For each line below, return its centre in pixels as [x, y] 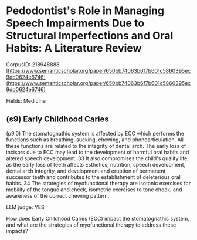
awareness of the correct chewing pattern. [58, 195]
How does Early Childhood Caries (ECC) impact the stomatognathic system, [98, 218]
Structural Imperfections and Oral [90, 36]
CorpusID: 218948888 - [35, 64]
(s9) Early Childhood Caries [58, 119]
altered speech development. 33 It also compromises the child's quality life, [97, 158]
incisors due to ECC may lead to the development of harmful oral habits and [98, 152]
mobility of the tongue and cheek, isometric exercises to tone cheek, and [94, 190]
